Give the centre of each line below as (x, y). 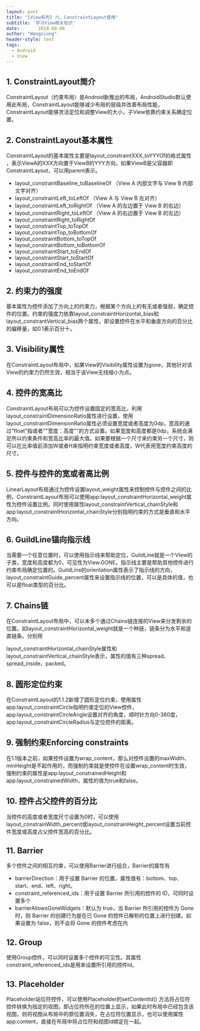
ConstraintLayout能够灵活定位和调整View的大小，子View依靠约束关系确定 (97, 112)
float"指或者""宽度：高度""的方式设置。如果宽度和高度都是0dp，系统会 (101, 431)
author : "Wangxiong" (32, 34)
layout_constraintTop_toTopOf (51, 226)
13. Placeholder (35, 984)
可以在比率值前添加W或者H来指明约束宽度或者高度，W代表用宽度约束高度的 (99, 446)
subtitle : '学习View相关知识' (41, 23)
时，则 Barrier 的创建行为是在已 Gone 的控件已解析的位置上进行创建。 (100, 916)
